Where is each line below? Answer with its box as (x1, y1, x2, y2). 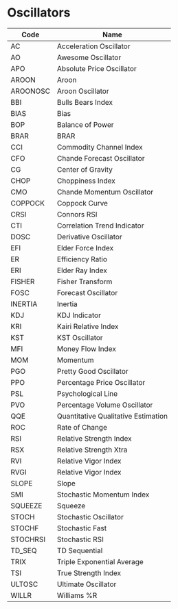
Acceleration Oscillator (57, 41, 131, 51)
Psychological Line (57, 388, 118, 398)
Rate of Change (57, 422, 108, 432)
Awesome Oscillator (57, 52, 122, 62)
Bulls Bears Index (57, 97, 113, 107)
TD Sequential (57, 546, 103, 555)
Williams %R (57, 590, 98, 600)
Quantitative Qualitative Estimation (57, 411, 168, 421)
